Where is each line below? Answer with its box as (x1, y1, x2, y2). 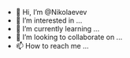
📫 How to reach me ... (15, 42, 89, 50)
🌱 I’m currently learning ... (15, 24, 100, 33)
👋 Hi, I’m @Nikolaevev (15, 8, 87, 16)
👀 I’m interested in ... (15, 16, 83, 25)
